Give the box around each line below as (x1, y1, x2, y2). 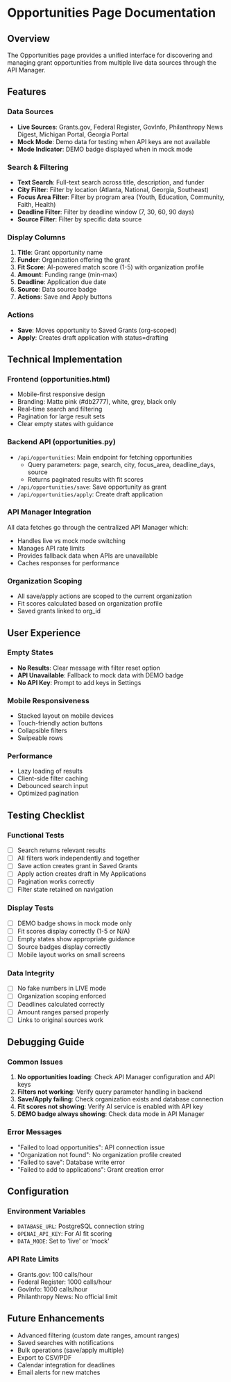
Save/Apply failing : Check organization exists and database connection (17, 1095, 223, 1104)
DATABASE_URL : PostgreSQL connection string (17, 1222, 144, 1230)
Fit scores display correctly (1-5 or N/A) (17, 927, 130, 935)
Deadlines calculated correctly (17, 1000, 105, 1008)
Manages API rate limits (17, 544, 85, 552)
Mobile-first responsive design (17, 390, 105, 398)
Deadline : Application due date (17, 278, 107, 286)
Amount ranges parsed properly (17, 1007, 110, 1016)
